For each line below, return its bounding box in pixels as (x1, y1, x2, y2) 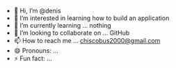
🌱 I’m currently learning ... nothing (13, 22, 111, 29)
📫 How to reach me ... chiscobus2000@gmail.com (13, 37, 161, 44)
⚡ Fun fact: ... (13, 54, 52, 62)
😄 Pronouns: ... (13, 46, 59, 55)
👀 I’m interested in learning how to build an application (13, 14, 170, 22)
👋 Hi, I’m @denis (13, 7, 61, 15)
